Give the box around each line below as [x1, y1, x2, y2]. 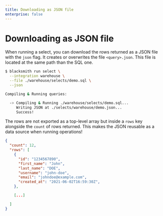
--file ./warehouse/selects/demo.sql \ [9, 78, 92, 83]
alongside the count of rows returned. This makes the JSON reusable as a [5, 124, 155, 130]
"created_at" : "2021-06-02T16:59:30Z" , [18, 180, 100, 185]
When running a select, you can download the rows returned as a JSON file [5, 49, 159, 55]
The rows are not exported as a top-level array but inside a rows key [5, 118, 143, 124]
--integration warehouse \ [9, 74, 65, 79]
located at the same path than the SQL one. [5, 59, 94, 65]
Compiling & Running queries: [5, 91, 67, 96]
